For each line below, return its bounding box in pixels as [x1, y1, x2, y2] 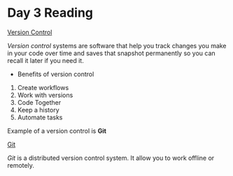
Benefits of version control [17, 70, 94, 78]
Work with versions [17, 91, 73, 99]
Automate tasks [17, 113, 63, 122]
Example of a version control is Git [7, 126, 107, 135]
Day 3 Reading [7, 5, 93, 21]
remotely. [7, 161, 35, 169]
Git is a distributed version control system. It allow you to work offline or [7, 154, 215, 162]
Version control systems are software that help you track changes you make [7, 41, 227, 50]
